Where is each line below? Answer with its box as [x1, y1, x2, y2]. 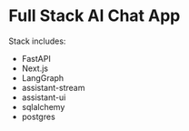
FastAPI [21, 53, 51, 64]
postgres [21, 111, 55, 122]
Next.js [21, 63, 49, 74]
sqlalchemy [21, 101, 65, 112]
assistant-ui [21, 92, 66, 103]
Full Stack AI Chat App [8, 5, 181, 26]
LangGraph [21, 72, 65, 83]
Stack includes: [8, 35, 66, 46]
